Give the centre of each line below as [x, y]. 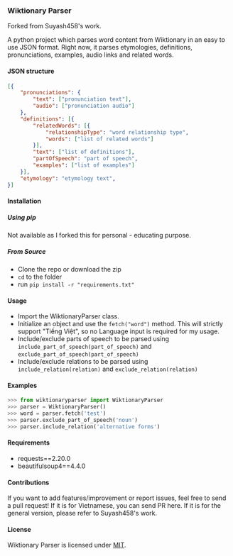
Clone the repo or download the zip [70, 269]
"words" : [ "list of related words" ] [99, 139]
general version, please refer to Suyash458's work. [82, 513]
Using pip [22, 217]
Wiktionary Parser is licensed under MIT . [67, 545]
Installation [24, 201]
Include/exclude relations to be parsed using [83, 362]
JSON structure [31, 71]
